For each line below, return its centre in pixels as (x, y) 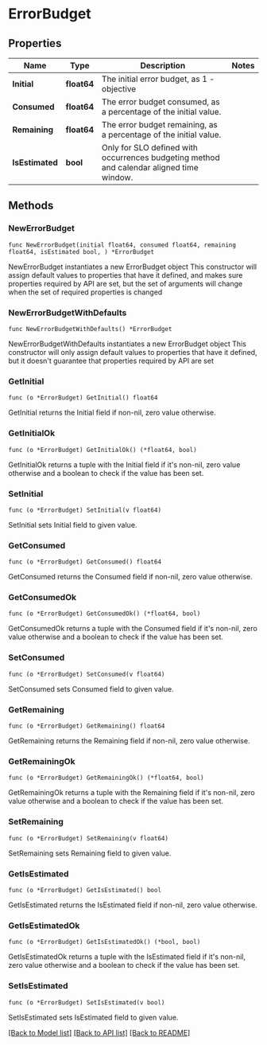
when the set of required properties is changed (85, 292)
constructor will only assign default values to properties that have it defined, (133, 352)
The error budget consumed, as (161, 102)
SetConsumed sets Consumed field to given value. (91, 688)
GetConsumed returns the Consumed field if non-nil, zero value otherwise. (130, 577)
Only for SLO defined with (150, 148)
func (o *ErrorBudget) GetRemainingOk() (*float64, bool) (106, 778)
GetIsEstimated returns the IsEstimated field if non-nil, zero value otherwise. (133, 905)
